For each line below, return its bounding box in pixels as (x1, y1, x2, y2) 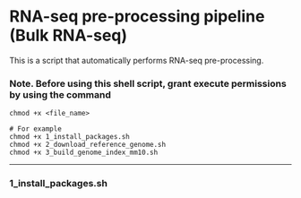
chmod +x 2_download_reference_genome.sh (9, 141, 167, 150)
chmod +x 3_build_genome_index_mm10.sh (9, 148, 159, 158)
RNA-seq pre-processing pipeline (9, 6, 265, 27)
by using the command (9, 88, 112, 100)
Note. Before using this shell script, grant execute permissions (9, 77, 287, 90)
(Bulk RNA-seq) (9, 25, 128, 46)
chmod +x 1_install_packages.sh (9, 133, 130, 142)
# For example (9, 125, 63, 133)
